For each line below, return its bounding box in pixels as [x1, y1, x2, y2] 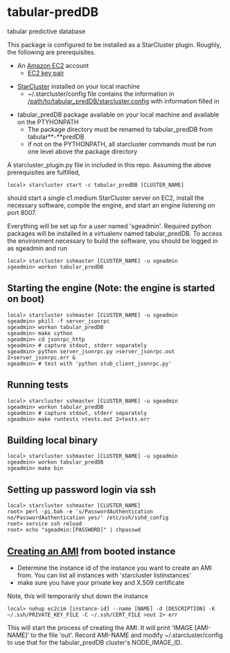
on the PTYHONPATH [17, 117, 79, 126]
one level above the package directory [27, 147, 138, 155]
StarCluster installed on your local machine [17, 82, 141, 90]
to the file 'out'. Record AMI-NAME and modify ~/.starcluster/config [30, 631, 223, 639]
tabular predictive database [7, 27, 86, 35]
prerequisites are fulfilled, [7, 168, 80, 176]
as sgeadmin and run [7, 244, 68, 252]
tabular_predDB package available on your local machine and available [17, 110, 220, 119]
